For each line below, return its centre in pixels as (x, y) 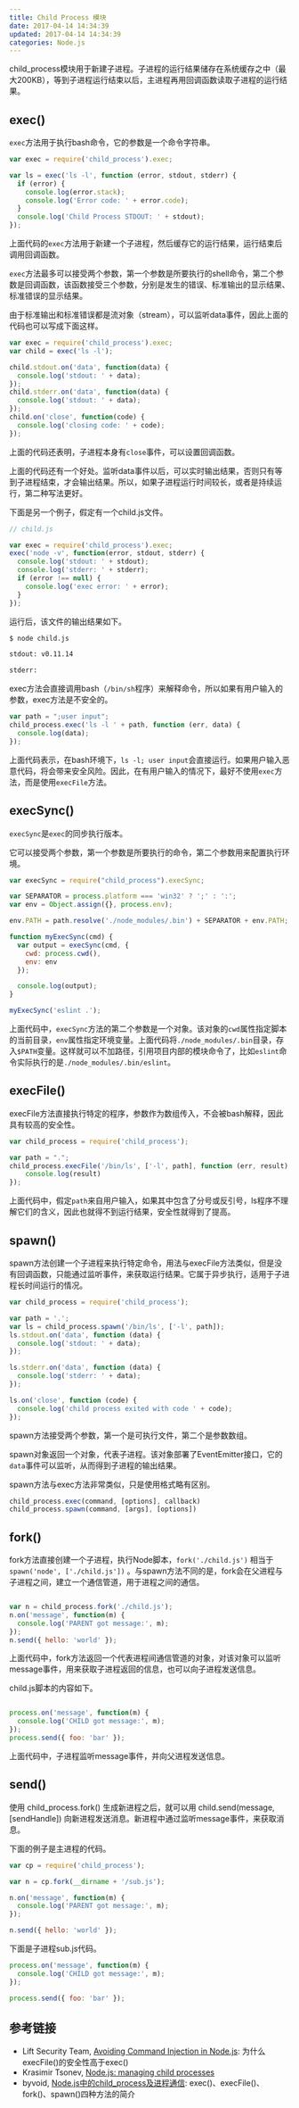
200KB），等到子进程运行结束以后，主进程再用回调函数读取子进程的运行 (148, 80)
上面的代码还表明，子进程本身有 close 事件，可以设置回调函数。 (125, 452)
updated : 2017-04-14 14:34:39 (65, 34)
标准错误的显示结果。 (48, 296)
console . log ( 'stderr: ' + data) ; (79, 1376)
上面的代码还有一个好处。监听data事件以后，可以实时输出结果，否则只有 (142, 470)
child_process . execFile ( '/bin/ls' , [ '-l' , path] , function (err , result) (149, 1166)
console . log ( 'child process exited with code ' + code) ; (125, 1408)
